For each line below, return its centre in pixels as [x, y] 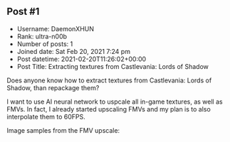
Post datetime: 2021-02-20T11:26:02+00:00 [82, 59]
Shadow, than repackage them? [53, 87]
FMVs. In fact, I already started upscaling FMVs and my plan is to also [109, 109]
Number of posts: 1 [45, 44]
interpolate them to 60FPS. [46, 116]
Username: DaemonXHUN [55, 28]
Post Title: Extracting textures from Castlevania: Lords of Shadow [113, 66]
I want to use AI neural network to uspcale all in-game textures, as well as [115, 102]
